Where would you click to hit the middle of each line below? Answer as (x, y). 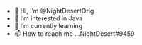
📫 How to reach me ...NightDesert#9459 (74, 34)
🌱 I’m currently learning (48, 26)
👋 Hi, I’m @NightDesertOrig (54, 11)
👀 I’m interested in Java (48, 18)
